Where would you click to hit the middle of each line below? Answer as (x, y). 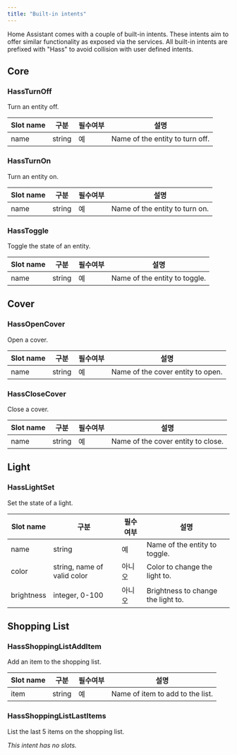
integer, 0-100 (78, 595)
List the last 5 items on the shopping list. (66, 731)
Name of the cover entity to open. (167, 371)
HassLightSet (31, 488)
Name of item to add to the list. (163, 694)
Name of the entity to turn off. (161, 139)
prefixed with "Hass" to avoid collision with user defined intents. (101, 49)
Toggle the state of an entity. (49, 246)
